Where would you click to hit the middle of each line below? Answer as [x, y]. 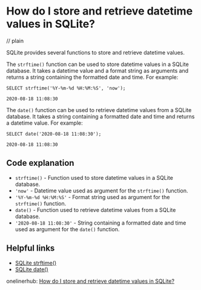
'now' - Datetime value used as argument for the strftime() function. [102, 190]
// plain [15, 41]
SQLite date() [31, 269]
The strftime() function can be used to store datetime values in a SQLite [97, 64]
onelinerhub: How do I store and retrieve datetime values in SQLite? [90, 281]
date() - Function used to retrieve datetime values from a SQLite [95, 209]
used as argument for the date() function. [67, 229]
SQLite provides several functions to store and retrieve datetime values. [96, 52]
